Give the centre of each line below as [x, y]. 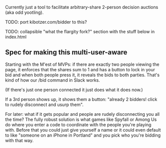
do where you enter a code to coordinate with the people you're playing [78, 124]
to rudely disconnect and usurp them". [44, 104]
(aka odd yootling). [24, 12]
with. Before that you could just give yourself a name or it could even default [83, 130]
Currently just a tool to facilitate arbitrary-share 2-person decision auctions [82, 7]
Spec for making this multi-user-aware [66, 52]
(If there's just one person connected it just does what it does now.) [74, 90]
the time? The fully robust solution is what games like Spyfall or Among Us [81, 119]
